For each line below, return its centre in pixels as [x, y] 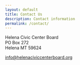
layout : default [21, 10]
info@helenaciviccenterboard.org [39, 58]
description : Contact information [40, 19]
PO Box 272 [17, 43]
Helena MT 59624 [23, 48]
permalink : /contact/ [27, 23]
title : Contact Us [24, 14]
